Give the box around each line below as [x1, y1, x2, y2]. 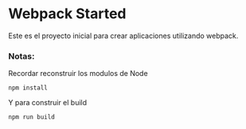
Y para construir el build [8, 98, 88, 108]
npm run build [8, 113, 56, 121]
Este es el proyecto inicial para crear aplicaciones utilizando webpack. [8, 31, 239, 40]
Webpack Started [8, 5, 127, 23]
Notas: [8, 51, 35, 62]
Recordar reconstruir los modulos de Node [8, 69, 149, 78]
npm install [8, 84, 48, 92]
